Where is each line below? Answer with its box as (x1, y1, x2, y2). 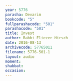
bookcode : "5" (5, 17, 35, 22)
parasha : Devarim (5, 12, 41, 17)
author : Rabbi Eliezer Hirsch (5, 36, 68, 41)
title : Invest (5, 31, 35, 36)
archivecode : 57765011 (5, 45, 52, 50)
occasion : (5, 68, 26, 73)
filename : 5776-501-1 (5, 49, 50, 54)
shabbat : (5, 63, 23, 68)
